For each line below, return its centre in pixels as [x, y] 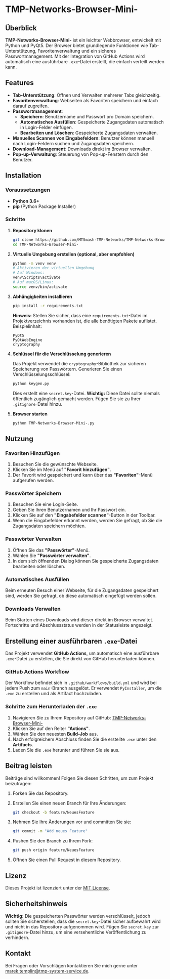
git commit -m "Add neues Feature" [50, 831]
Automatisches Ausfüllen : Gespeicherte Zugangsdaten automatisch [92, 122]
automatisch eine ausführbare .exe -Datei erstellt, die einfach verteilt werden [85, 61]
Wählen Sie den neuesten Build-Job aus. [55, 734]
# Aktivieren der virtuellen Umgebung [53, 268]
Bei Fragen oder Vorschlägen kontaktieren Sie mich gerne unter [72, 965]
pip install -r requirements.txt [48, 306]
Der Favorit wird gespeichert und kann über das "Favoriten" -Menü [82, 475]
